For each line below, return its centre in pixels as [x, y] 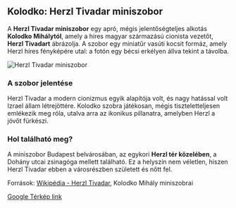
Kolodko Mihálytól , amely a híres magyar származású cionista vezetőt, [110, 36]
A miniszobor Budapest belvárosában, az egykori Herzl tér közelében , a [112, 154]
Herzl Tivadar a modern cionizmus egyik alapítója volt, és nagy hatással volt [118, 99]
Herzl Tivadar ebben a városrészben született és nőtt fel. [90, 169]
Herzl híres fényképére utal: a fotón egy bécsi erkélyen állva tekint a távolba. [118, 51]
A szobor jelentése [40, 82]
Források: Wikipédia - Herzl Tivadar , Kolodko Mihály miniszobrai [100, 183]
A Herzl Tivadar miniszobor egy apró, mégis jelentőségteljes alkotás [107, 28]
